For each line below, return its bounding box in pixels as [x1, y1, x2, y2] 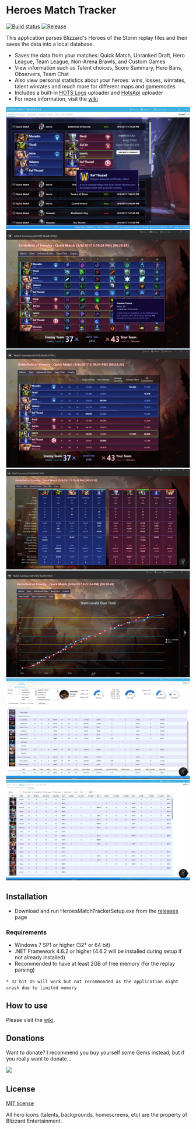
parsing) [14, 966, 35, 973]
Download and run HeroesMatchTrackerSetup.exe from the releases [14, 907, 178, 914]
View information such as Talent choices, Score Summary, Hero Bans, [14, 64, 183, 71]
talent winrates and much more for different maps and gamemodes [14, 83, 176, 90]
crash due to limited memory [6, 985, 77, 991]
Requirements [6, 928, 47, 936]
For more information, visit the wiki [14, 95, 98, 102]
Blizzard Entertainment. [6, 1117, 62, 1124]
